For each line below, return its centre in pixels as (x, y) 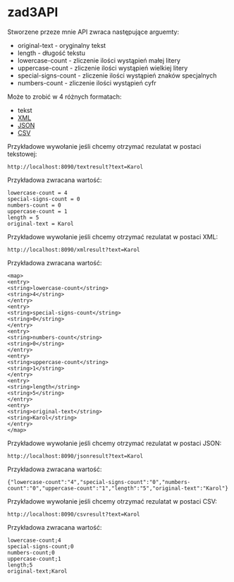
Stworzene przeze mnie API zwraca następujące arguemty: (93, 32)
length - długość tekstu (51, 53)
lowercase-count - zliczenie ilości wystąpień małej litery (99, 60)
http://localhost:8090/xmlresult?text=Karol (74, 250)
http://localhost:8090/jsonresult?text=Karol (75, 456)
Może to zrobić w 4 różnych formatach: (64, 97)
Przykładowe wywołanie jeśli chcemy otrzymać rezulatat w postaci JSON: (115, 443)
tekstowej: (22, 154)
